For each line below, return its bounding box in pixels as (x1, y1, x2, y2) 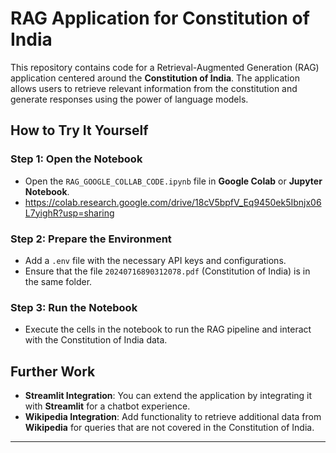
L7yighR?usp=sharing (24, 207, 115, 219)
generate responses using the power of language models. (10, 93, 249, 105)
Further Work (10, 363, 96, 380)
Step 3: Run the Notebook (10, 300, 138, 314)
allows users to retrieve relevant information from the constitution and (10, 82, 298, 94)
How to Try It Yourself (10, 122, 149, 139)
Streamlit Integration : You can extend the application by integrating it (24, 390, 313, 402)
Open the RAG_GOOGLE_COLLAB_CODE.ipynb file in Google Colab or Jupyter (24, 175, 323, 187)
